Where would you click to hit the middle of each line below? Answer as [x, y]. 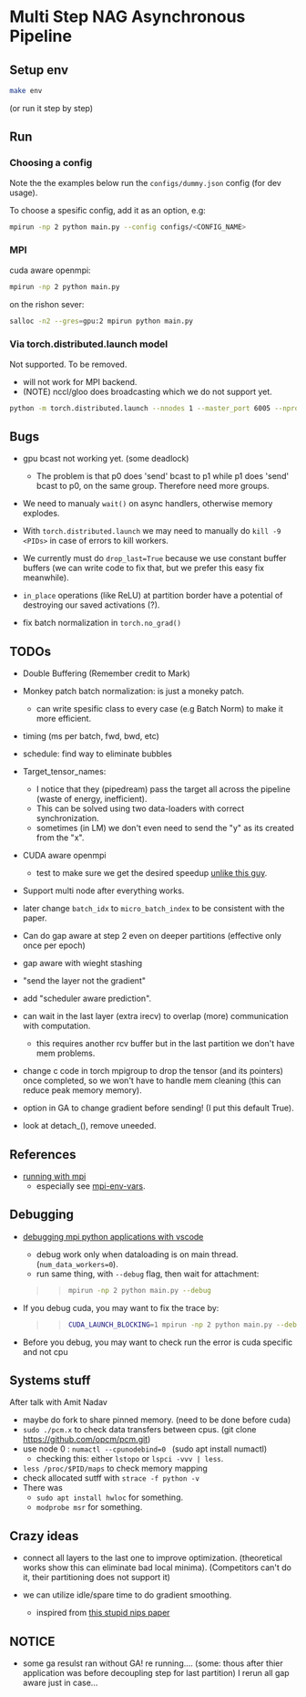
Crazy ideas [44, 1536]
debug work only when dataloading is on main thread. [137, 1254]
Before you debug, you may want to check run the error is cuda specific [158, 1342]
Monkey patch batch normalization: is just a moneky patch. [133, 692]
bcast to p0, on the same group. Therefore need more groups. [153, 486]
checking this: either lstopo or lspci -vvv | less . [130, 1459]
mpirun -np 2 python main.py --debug [139, 1290]
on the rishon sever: [47, 304]
